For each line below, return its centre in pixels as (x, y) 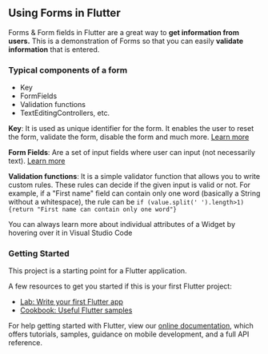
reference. (25, 343)
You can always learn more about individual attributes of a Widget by (122, 225)
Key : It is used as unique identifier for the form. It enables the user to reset (131, 129)
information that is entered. (54, 49)
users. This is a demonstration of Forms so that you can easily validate (126, 41)
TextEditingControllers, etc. (65, 113)
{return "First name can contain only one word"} (93, 210)
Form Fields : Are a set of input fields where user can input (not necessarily (132, 153)
